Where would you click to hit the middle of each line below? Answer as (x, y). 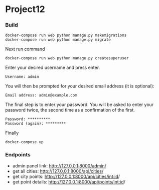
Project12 (25, 9)
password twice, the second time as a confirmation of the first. (70, 110)
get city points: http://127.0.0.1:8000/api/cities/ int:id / (66, 176)
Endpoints (18, 155)
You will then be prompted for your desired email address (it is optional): (80, 86)
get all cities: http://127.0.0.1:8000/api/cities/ (58, 171)
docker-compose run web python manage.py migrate (58, 40)
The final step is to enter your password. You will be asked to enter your (79, 105)
